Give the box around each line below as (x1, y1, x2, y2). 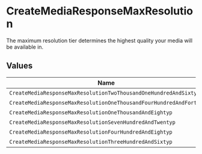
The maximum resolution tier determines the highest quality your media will (6, 37, 193, 44)
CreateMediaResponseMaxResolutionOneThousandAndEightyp (9, 109, 173, 115)
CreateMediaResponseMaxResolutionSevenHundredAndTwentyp (9, 119, 176, 126)
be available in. (6, 43, 44, 51)
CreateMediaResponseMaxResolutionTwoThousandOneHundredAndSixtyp (9, 89, 200, 96)
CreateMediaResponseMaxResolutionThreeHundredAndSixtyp (9, 138, 173, 145)
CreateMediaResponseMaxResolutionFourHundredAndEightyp (9, 128, 173, 135)
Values (6, 61, 33, 71)
